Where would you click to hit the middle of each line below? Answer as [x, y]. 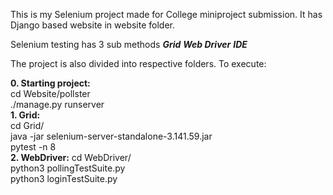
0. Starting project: [50, 83]
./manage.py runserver [57, 104]
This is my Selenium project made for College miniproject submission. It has [166, 14]
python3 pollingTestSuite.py [68, 168]
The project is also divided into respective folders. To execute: [138, 63]
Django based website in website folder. [93, 25]
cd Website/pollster [50, 93]
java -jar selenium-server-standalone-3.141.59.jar [111, 136]
